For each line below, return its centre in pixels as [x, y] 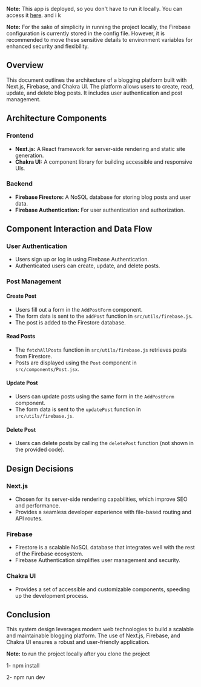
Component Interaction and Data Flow [79, 229]
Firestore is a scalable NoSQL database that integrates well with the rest [105, 548]
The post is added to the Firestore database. [70, 322]
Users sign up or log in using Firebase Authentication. [82, 260]
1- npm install [23, 666]
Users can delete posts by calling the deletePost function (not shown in [104, 443]
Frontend [20, 136]
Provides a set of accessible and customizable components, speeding [102, 589]
